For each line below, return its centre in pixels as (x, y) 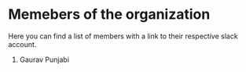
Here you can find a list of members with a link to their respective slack (123, 36)
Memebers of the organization (109, 14)
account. (22, 44)
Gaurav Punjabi (44, 59)
